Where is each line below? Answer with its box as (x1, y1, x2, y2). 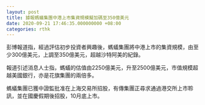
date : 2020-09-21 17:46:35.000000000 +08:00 (6, 20, 121, 26)
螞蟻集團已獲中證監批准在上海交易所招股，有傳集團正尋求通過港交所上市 (6, 85, 188, 92)
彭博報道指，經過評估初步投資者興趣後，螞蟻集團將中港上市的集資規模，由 (6, 43, 193, 51)
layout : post (6, 9, 40, 15)
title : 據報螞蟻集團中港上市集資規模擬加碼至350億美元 (6, 15, 129, 21)
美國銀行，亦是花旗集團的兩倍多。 (11, 71, 98, 79)
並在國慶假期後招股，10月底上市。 (16, 92, 103, 100)
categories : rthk (6, 26, 51, 32)
